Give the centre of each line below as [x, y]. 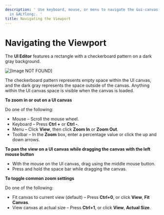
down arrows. [26, 140]
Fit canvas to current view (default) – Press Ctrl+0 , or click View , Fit [81, 197]
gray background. [23, 61]
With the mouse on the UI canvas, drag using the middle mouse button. [84, 164]
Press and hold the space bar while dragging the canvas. [69, 169]
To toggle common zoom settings [40, 178]
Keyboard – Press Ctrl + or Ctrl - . [45, 124]
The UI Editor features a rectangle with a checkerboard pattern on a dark [79, 56]
